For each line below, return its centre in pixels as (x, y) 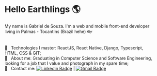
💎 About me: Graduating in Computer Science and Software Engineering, (78, 58)
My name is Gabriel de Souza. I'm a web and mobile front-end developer (77, 26)
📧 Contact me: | (40, 68)
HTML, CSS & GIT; (23, 53)
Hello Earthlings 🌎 (43, 9)
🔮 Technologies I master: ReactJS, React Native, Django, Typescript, (74, 48)
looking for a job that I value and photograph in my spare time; (67, 63)
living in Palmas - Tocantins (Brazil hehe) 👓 (48, 31)
